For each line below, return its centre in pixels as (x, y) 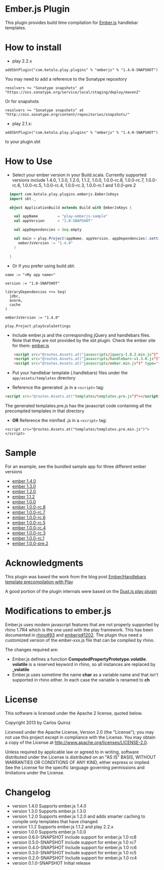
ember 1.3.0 (24, 486)
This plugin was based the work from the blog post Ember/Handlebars (76, 576)
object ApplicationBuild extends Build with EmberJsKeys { (71, 208)
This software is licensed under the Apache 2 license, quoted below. (74, 713)
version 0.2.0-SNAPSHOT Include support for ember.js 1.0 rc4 (74, 858)
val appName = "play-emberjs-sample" (61, 216)
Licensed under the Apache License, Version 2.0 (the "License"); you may (80, 732)
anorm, (16, 300)
